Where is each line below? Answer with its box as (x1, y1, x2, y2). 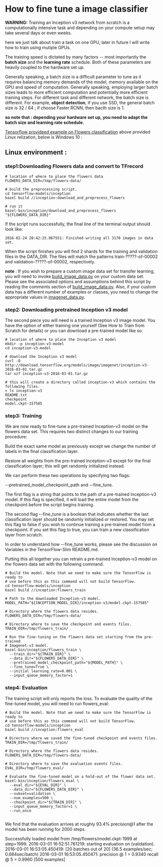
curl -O (5, 358, 21, 363)
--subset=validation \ (9, 791, 55, 796)
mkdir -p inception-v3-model (5, 341, 64, 346)
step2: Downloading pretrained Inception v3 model (5, 306, 128, 313)
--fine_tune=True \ (9, 665, 49, 670)
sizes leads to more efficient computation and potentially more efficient (5, 89, 148, 95)
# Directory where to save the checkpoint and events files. (5, 622, 132, 627)
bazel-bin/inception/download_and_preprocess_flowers (5, 208, 117, 213)
